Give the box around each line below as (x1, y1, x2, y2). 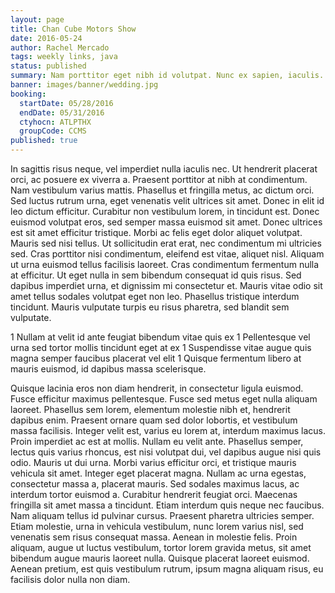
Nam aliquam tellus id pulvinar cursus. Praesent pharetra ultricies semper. (10, 510, 315, 521)
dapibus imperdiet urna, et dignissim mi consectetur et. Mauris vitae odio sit (10, 280, 323, 291)
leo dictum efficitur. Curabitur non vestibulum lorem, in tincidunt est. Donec (10, 206, 320, 217)
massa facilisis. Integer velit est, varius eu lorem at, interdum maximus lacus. (10, 425, 326, 436)
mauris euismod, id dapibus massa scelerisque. (10, 363, 207, 375)
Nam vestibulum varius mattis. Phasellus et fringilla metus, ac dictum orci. (10, 184, 315, 196)
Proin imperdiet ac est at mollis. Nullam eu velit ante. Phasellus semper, (10, 436, 304, 447)
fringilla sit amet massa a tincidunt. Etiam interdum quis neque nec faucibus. (10, 499, 325, 511)
